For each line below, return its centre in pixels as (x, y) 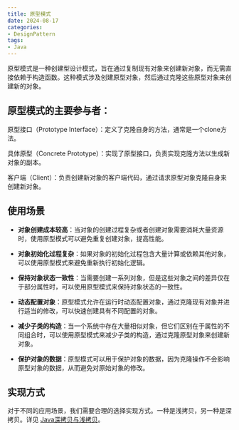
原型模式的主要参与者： (59, 111)
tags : (15, 41)
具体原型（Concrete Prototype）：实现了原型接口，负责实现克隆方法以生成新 (119, 153)
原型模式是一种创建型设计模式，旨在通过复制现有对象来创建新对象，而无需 (116, 68)
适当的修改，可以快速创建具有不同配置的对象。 (92, 310)
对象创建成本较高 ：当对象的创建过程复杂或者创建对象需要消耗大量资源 (121, 230)
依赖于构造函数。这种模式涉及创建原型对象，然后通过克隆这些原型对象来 (119, 77)
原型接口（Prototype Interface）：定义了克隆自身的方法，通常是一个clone (114, 129)
